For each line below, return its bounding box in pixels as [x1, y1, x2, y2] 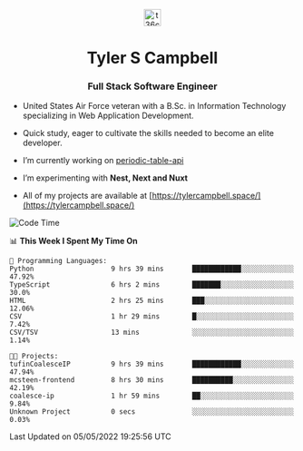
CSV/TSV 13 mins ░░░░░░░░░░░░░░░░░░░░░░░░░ [9, 328, 295, 338]
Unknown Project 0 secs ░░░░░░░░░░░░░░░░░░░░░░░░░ [9, 407, 295, 417]
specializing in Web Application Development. [22, 110, 194, 122]
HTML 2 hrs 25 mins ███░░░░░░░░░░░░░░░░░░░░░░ [9, 296, 295, 306]
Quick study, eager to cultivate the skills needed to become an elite [22, 128, 275, 139]
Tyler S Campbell [86, 48, 219, 68]
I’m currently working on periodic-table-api [22, 155, 184, 166]
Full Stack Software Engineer [87, 80, 218, 93]
